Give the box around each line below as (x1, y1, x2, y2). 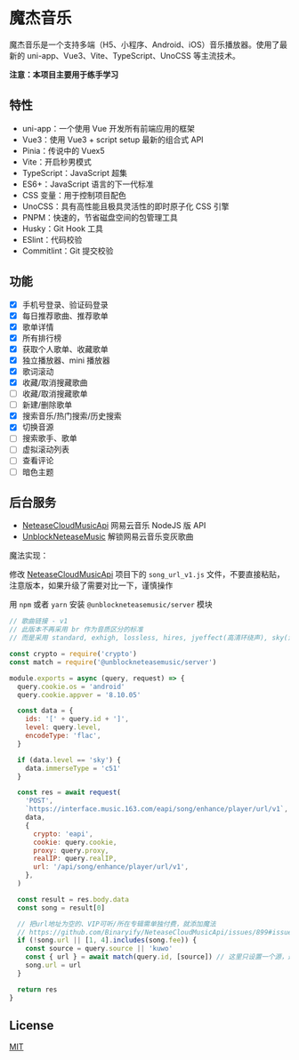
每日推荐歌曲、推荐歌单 (21, 310, 109, 321)
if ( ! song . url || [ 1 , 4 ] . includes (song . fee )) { (17, 936, 198, 945)
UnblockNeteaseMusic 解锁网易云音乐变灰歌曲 (21, 531, 194, 542)
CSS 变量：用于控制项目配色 (21, 189, 126, 200)
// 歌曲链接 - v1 (9, 617, 69, 626)
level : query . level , (25, 723, 101, 732)
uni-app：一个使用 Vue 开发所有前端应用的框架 (21, 123, 196, 133)
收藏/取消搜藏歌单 (21, 389, 88, 399)
